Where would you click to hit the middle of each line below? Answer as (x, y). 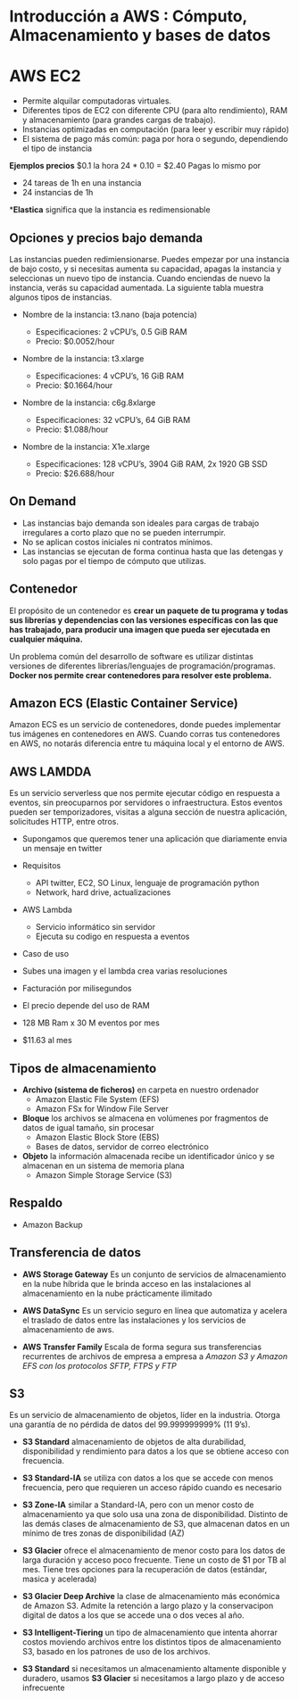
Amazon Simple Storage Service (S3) (104, 1175)
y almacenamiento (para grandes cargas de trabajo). (119, 120)
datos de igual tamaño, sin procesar (88, 1128)
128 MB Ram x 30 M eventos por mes (91, 1023)
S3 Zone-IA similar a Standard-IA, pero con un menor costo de (138, 1505)
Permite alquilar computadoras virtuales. (97, 101)
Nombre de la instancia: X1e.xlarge (86, 446)
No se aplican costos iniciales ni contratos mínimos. (117, 542)
